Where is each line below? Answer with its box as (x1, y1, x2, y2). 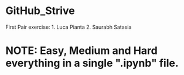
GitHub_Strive (5, 4, 75, 18)
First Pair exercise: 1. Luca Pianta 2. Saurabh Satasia (5, 23, 132, 30)
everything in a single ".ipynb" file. (5, 57, 179, 70)
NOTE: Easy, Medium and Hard (5, 44, 158, 57)
